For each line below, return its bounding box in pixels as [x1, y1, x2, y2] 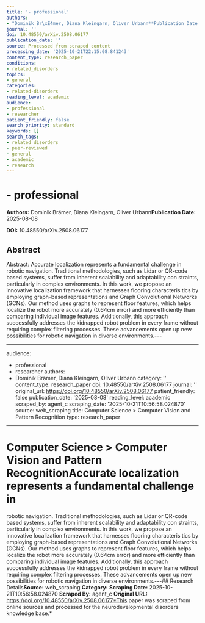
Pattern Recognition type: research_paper [15, 413, 121, 420]
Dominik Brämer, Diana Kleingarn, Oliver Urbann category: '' [15, 375, 167, 381]
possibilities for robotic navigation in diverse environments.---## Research [6, 577, 194, 585]
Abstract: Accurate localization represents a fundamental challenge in [6, 261, 182, 268]
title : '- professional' [6, 9, 70, 15]
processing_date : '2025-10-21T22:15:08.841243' [6, 49, 130, 55]
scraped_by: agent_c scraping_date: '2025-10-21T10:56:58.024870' [15, 400, 186, 408]
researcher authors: [15, 368, 65, 375]
